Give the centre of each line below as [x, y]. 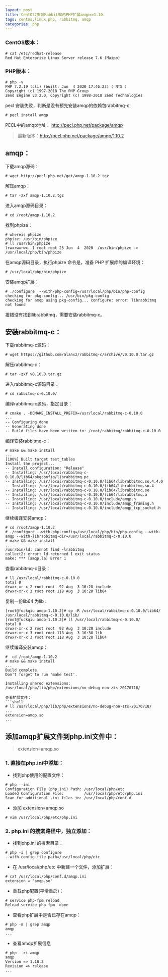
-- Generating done [26, 427]
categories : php [22, 24]
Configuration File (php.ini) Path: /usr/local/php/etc [65, 789]
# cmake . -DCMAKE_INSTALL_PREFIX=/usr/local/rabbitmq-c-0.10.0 [74, 414]
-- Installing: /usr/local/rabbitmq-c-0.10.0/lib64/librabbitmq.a [76, 495]
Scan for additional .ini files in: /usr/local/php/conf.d [68, 798]
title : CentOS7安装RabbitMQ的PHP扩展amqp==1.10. [55, 15]
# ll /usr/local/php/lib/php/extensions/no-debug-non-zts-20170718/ [78, 707]
